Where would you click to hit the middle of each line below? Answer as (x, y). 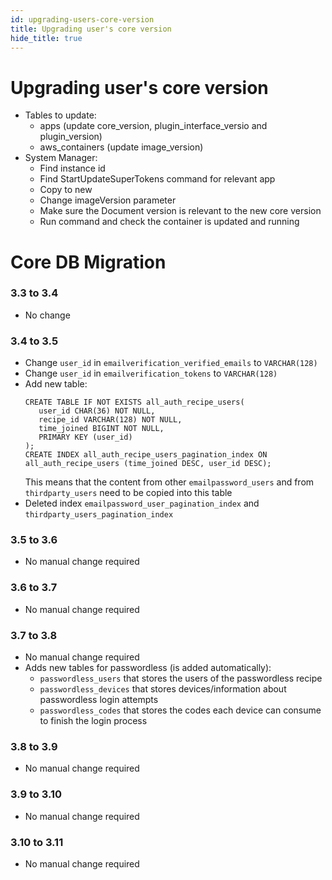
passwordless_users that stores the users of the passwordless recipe (181, 678)
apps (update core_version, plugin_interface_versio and (153, 126)
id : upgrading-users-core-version (82, 19)
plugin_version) (71, 137)
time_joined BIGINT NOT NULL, (101, 429)
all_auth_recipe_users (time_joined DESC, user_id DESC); (148, 464)
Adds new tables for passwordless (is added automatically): (148, 667)
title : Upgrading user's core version (91, 29)
